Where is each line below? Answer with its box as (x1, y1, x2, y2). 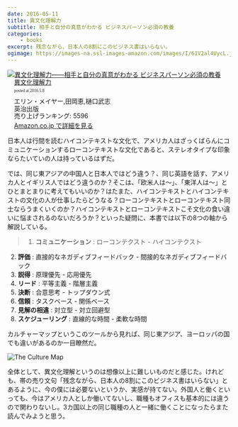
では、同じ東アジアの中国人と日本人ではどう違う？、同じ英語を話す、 (7, 170, 212, 178)
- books (20, 37, 42, 44)
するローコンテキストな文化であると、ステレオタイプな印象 (56, 145, 230, 154)
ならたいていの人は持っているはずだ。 (7, 154, 119, 163)
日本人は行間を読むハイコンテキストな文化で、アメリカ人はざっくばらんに (7, 136, 225, 145)
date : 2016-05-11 (7, 10, 59, 18)
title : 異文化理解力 (7, 17, 62, 24)
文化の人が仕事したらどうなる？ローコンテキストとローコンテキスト (25, 196, 225, 204)
